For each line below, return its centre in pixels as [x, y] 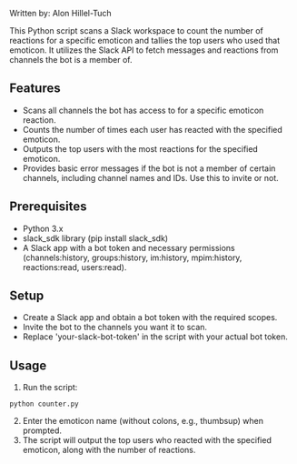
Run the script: [50, 388]
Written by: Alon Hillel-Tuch [60, 13]
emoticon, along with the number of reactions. [109, 450]
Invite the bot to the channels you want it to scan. [114, 328]
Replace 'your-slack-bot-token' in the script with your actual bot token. [155, 337]
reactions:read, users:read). [74, 267]
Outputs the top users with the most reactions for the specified [140, 148]
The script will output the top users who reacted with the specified [147, 440]
